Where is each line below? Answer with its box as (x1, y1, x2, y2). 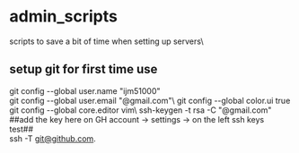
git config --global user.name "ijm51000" (9, 85, 161, 96)
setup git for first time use (9, 62, 158, 77)
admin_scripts (9, 6, 119, 27)
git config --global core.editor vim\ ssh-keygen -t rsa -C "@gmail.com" (9, 105, 272, 115)
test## (9, 123, 34, 134)
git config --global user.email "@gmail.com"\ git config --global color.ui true (9, 95, 291, 106)
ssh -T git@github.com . (9, 132, 96, 144)
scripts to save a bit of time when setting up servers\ (9, 36, 204, 47)
